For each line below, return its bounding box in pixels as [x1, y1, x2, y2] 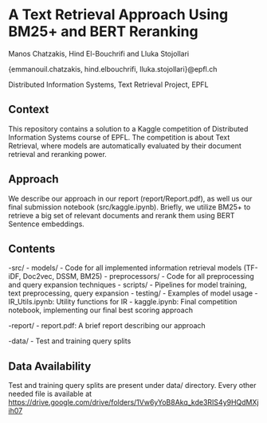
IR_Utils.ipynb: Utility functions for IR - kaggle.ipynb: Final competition [8, 297, 238, 307]
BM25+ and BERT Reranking [8, 22, 198, 41]
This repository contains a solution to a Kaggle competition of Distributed [8, 123, 249, 133]
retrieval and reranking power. [8, 149, 108, 159]
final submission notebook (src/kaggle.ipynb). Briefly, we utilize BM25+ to [8, 202, 251, 212]
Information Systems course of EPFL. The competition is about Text [8, 132, 230, 142]
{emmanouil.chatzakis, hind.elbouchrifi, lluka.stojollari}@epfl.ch [8, 64, 218, 73]
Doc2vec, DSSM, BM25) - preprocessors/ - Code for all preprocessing [22, 272, 255, 281]
